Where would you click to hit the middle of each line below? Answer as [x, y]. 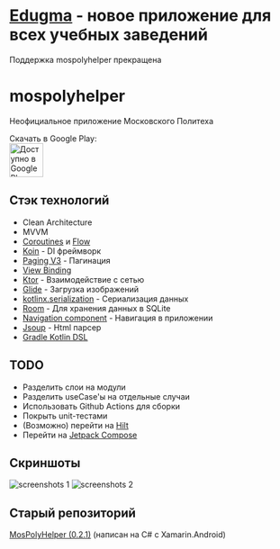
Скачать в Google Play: [53, 138]
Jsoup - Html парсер [62, 327]
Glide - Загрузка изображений [81, 289]
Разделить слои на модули [74, 387]
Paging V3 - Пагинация [66, 260]
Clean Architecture [57, 222]
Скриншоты [45, 463]
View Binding [47, 270]
